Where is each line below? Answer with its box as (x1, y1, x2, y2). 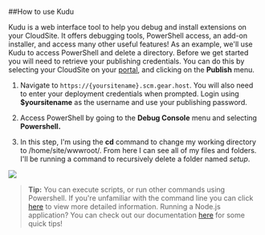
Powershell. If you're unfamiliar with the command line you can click (27, 193, 254, 203)
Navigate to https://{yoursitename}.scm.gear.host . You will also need (19, 80, 254, 90)
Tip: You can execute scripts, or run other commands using (27, 184, 226, 194)
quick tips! (27, 219, 63, 228)
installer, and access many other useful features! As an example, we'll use (8, 39, 253, 49)
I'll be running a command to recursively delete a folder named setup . (19, 154, 251, 164)
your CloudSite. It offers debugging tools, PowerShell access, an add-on (8, 31, 247, 40)
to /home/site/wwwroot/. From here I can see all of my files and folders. (19, 146, 257, 155)
